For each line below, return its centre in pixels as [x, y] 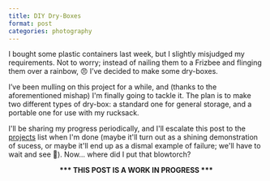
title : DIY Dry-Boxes [45, 16]
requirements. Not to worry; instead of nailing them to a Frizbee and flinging [135, 62]
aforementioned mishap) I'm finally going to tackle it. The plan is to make [130, 96]
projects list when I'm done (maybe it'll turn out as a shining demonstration [133, 137]
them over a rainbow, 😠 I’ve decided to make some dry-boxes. [114, 71]
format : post [30, 24]
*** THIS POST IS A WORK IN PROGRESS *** [136, 170]
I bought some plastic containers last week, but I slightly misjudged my [126, 54]
